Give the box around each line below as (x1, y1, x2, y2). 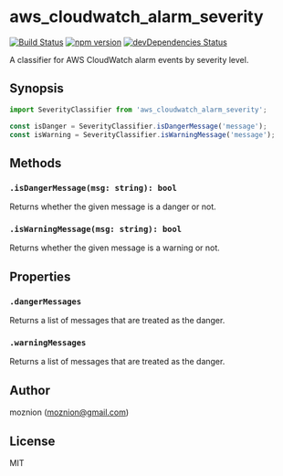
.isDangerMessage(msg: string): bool (9, 183, 178, 193)
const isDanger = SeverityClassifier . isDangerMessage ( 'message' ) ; (9, 122, 267, 131)
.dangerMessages (9, 296, 82, 307)
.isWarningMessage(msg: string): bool (9, 224, 183, 234)
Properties (9, 269, 71, 284)
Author (9, 382, 50, 398)
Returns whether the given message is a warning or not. (9, 242, 221, 253)
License (9, 433, 56, 449)
